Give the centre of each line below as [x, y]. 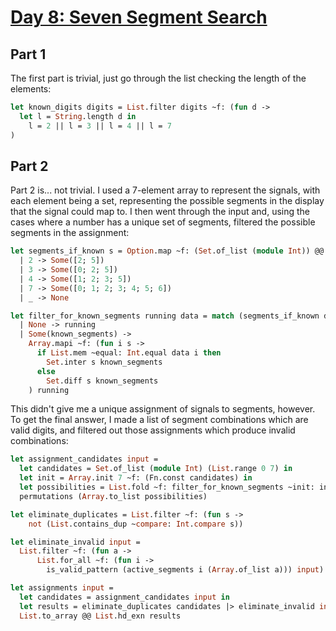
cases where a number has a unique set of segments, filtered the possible [163, 222]
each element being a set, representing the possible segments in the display [167, 201]
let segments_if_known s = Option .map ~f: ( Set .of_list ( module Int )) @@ [167, 251]
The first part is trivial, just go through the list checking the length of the [158, 78]
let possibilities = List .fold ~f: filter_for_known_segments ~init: [167, 487]
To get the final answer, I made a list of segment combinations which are [159, 420]
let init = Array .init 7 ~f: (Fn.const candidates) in [136, 478]
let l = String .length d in [78, 116]
